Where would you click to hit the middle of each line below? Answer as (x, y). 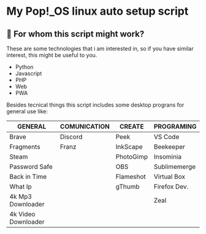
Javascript (29, 74)
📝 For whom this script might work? (75, 34)
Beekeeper (170, 147)
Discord (71, 137)
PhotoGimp (132, 157)
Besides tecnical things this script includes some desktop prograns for (95, 105)
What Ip (21, 187)
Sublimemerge (175, 167)
